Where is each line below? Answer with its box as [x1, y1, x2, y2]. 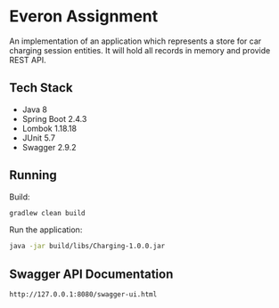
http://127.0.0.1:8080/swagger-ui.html [9, 290, 158, 299]
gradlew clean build [9, 208, 86, 217]
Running [9, 167, 58, 183]
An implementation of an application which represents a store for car [9, 36, 262, 46]
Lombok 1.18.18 [21, 123, 78, 134]
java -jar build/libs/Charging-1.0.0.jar [9, 242, 166, 251]
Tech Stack [9, 80, 73, 95]
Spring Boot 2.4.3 [21, 113, 87, 124]
